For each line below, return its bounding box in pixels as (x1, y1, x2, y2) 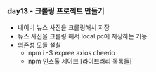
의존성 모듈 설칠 (17, 41, 61, 50)
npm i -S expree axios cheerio (27, 49, 116, 57)
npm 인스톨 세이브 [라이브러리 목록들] (27, 57, 132, 66)
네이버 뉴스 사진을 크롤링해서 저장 (17, 23, 110, 32)
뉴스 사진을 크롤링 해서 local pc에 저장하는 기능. (17, 32, 150, 41)
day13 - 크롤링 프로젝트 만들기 (7, 6, 105, 15)
